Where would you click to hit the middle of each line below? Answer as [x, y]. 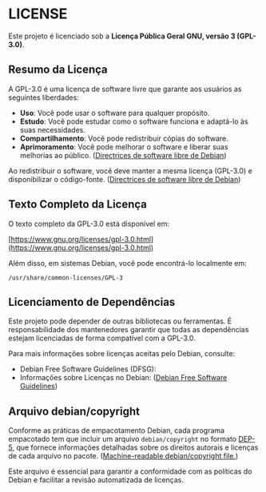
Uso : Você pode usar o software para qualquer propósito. [115, 113]
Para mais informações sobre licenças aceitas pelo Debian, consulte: [122, 354]
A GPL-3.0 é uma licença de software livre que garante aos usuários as [125, 89]
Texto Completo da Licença [78, 204]
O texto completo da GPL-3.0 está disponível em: [89, 224]
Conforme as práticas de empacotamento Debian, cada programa [117, 430]
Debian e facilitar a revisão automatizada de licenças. [96, 480]
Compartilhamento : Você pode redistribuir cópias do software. [124, 138]
